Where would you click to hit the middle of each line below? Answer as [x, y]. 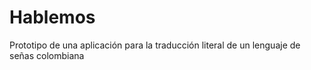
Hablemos [52, 17]
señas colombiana [47, 55]
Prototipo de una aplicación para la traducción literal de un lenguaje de [155, 45]
